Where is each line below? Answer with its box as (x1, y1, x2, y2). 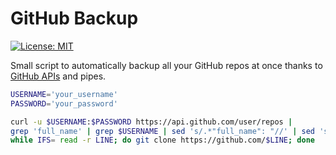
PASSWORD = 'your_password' (10, 98, 118, 109)
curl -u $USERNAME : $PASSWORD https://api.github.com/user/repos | (10, 117, 293, 127)
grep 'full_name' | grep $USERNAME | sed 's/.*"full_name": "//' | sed (10, 126, 315, 136)
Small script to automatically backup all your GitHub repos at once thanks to (10, 59, 323, 71)
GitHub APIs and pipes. (10, 70, 107, 82)
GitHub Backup (10, 7, 139, 30)
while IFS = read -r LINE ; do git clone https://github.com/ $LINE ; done (10, 135, 315, 146)
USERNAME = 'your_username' (10, 89, 118, 99)
